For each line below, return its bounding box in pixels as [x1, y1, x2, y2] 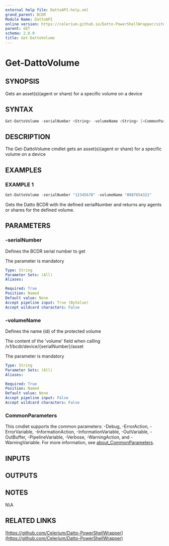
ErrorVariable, [5, 429, 34, 435]
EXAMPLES [5, 166, 42, 174]
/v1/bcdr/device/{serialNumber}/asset [5, 343, 84, 349]
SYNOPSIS [5, 77, 40, 86]
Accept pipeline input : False [5, 395, 69, 401]
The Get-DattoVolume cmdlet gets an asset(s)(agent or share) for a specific [5, 146, 162, 152]
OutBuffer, [5, 434, 27, 440]
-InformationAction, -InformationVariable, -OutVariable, [35, 429, 149, 435]
